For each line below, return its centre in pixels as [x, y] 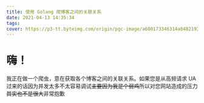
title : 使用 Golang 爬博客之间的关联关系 [54, 12]
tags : [13, 23]
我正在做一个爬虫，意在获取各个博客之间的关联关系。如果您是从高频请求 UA [101, 79]
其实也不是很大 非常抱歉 [36, 94]
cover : [15, 29]
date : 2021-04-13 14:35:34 [40, 18]
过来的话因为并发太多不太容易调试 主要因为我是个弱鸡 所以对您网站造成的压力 [102, 86]
